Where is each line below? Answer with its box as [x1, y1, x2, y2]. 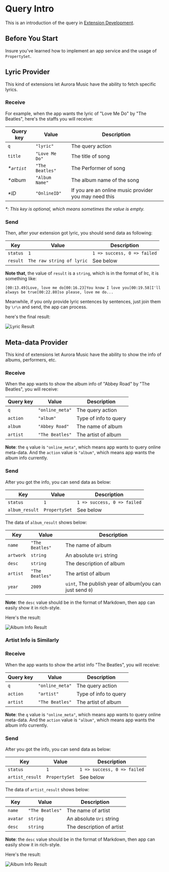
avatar [8, 816, 24, 822]
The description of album [65, 560, 125, 567]
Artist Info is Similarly [5, 637, 59, 644]
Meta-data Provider [5, 338, 68, 347]
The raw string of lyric [28, 258, 88, 264]
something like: [5, 276, 37, 282]
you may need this [71, 193, 115, 200]
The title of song [71, 152, 110, 159]
